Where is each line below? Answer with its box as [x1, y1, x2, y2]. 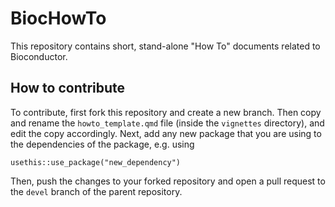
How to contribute [10, 80, 126, 97]
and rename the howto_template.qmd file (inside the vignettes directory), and [10, 117, 325, 129]
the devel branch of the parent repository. [10, 185, 183, 197]
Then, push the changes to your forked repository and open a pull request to [10, 175, 326, 187]
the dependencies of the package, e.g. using [10, 138, 195, 150]
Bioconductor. [10, 50, 68, 62]
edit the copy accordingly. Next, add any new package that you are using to [10, 127, 322, 139]
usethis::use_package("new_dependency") [10, 157, 182, 167]
